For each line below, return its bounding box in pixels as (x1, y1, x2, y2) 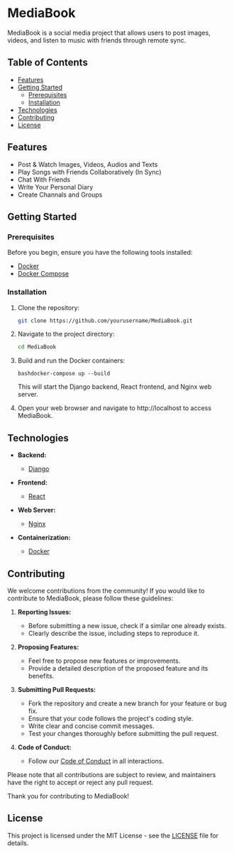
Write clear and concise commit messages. (28, 722, 155, 730)
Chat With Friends (17, 175, 71, 184)
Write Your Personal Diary (17, 182, 94, 191)
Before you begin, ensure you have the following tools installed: (7, 248, 193, 257)
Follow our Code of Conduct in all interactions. (28, 756, 165, 765)
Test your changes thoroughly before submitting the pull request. (28, 729, 218, 737)
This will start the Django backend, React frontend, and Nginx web (17, 383, 212, 391)
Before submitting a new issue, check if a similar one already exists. (28, 621, 227, 629)
